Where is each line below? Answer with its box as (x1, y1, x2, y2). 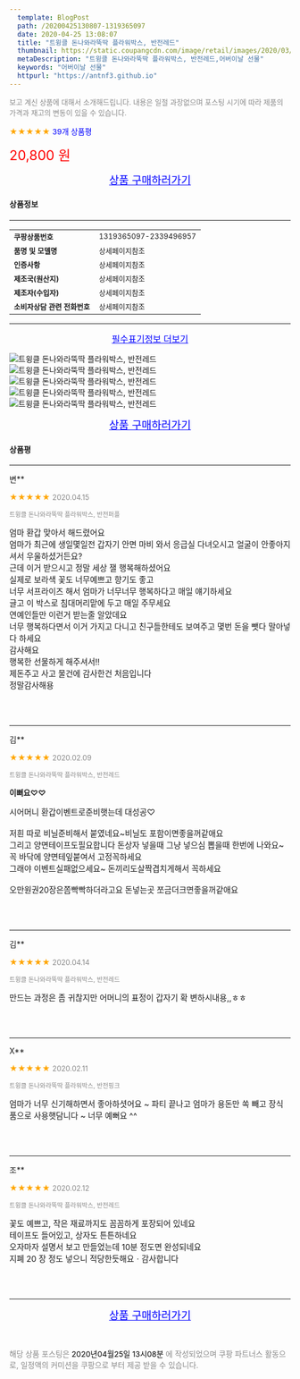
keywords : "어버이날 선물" (17, 63, 107, 72)
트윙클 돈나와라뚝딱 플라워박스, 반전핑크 (9, 1081, 121, 1091)
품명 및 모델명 (13, 246, 58, 256)
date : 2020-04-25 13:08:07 (17, 30, 118, 38)
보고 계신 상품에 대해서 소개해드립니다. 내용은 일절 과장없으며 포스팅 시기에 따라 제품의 (9, 97, 284, 107)
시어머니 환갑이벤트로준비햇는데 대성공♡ (9, 807, 156, 818)
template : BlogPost (17, 13, 90, 22)
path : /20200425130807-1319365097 (17, 21, 146, 30)
